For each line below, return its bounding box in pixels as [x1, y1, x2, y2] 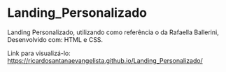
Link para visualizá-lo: [7, 49, 71, 57]
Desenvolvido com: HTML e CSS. [7, 35, 104, 43]
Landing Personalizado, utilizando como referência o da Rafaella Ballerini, [7, 28, 219, 36]
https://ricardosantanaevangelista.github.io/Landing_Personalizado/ [7, 56, 203, 64]
